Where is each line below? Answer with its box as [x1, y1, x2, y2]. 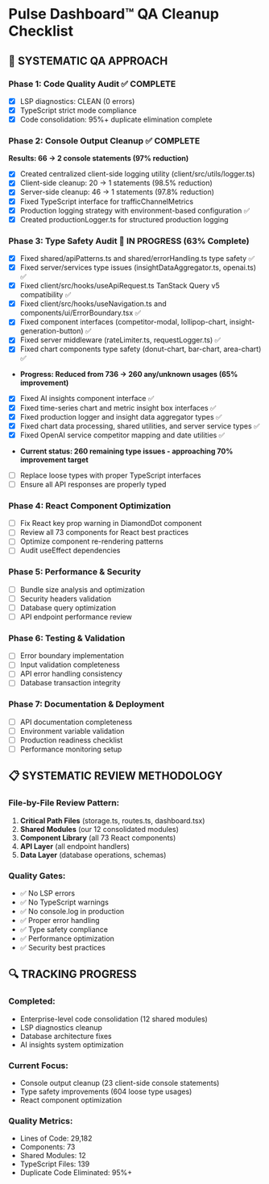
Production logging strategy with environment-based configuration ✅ [19, 205, 250, 215]
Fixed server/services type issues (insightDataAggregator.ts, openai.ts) [19, 263, 256, 272]
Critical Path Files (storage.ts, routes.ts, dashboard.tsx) [19, 815, 205, 826]
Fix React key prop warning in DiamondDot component [19, 519, 202, 528]
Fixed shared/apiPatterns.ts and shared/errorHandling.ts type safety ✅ [19, 254, 255, 263]
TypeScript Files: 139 [19, 1159, 90, 1169]
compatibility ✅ [19, 290, 72, 300]
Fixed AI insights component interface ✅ [19, 394, 155, 404]
